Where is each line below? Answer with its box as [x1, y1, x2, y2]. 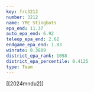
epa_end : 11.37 [6, 25, 44, 31]
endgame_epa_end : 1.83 [6, 42, 62, 48]
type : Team [6, 64, 33, 70]
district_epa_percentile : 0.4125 [6, 58, 89, 64]
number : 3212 [6, 14, 38, 20]
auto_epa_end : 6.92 [6, 31, 54, 37]
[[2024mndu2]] [6, 80, 44, 87]
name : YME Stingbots [6, 20, 57, 26]
